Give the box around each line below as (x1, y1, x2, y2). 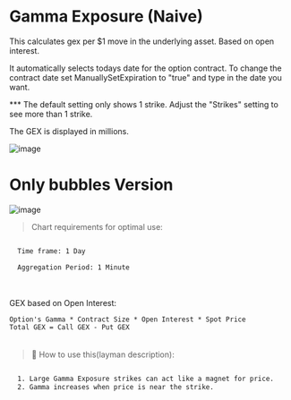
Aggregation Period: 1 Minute (17, 262, 130, 272)
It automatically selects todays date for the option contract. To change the (9, 63, 282, 73)
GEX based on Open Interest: (9, 298, 117, 309)
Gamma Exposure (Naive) (9, 6, 203, 27)
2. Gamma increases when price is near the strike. (17, 382, 215, 391)
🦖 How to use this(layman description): (30, 349, 175, 360)
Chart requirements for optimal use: (30, 221, 163, 232)
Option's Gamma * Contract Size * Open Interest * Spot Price (9, 315, 246, 324)
